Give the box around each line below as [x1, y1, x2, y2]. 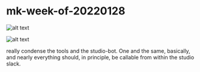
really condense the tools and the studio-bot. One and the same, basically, [6, 47, 190, 55]
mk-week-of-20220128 [6, 4, 126, 18]
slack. [6, 60, 21, 67]
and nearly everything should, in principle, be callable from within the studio [6, 53, 195, 61]
